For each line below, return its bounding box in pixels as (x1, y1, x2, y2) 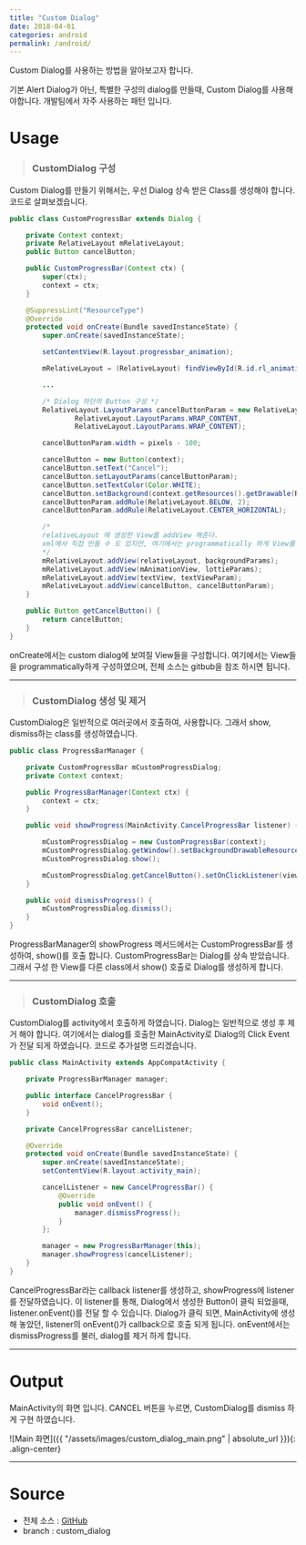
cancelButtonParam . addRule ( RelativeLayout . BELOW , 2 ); (42, 497, 250, 506)
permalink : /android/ (9, 38, 92, 48)
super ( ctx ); (42, 272, 88, 282)
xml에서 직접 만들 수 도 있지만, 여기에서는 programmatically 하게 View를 (42, 539, 296, 549)
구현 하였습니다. (18, 1413, 76, 1425)
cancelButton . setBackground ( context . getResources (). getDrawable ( (42, 489, 296, 498)
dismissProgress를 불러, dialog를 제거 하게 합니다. (9, 1330, 191, 1341)
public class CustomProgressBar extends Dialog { (9, 214, 202, 223)
